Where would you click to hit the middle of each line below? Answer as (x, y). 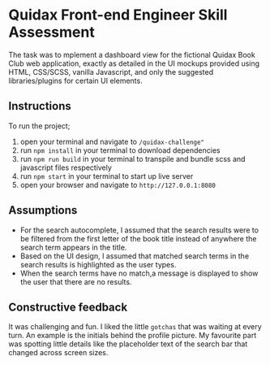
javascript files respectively (66, 167)
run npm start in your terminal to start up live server (107, 176)
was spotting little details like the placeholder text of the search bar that (128, 344)
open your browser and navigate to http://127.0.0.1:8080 (118, 185)
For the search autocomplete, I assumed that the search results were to (139, 230)
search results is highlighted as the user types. (98, 264)
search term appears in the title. (73, 247)
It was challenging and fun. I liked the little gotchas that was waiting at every (135, 327)
